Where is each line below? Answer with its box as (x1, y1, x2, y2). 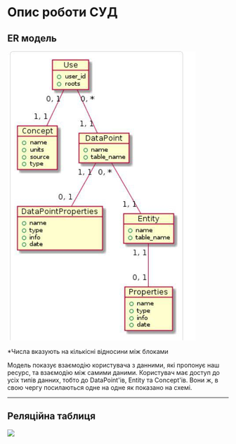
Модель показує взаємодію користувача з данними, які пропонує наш (7, 361, 220, 369)
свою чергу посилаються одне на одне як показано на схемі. (7, 383, 192, 391)
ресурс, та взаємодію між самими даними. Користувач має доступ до (7, 369, 220, 376)
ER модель (7, 32, 58, 44)
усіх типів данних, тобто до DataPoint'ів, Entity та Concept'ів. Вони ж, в (7, 376, 219, 384)
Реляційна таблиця (7, 410, 96, 422)
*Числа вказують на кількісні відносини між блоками (7, 348, 169, 355)
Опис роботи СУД (7, 4, 118, 20)
